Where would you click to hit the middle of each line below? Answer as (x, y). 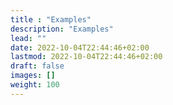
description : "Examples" (62, 29)
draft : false (37, 66)
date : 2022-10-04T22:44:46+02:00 (80, 47)
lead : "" (28, 38)
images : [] (33, 76)
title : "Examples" (51, 19)
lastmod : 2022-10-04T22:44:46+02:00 (86, 57)
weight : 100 (35, 85)
